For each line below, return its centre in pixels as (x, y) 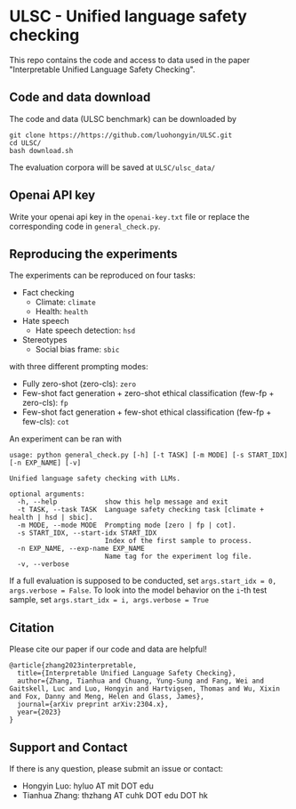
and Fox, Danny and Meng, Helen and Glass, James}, (107, 697)
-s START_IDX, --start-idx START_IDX (87, 533)
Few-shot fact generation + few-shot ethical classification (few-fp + (147, 412)
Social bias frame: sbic (77, 350)
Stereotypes (44, 340)
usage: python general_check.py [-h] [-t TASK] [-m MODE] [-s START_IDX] (149, 456)
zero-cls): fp (45, 403)
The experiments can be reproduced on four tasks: (102, 275)
